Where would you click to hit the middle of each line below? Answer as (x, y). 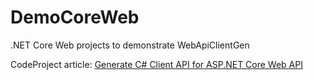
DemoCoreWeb (75, 17)
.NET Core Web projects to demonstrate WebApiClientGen (130, 45)
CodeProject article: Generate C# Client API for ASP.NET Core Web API (156, 64)
